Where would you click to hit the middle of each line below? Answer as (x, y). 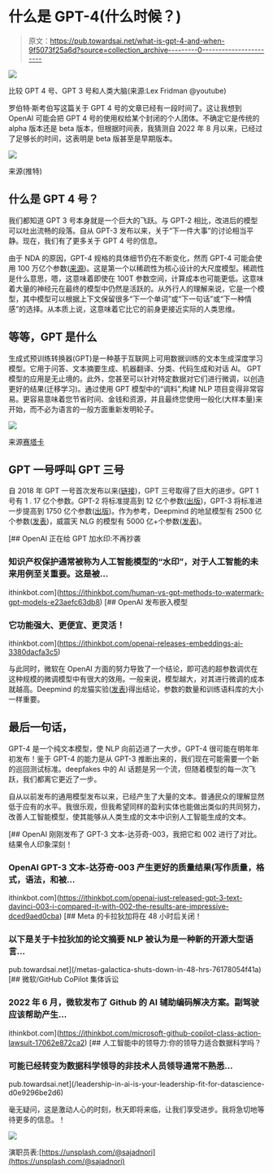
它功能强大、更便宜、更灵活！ (67, 625)
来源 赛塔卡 (26, 441)
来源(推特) (26, 171)
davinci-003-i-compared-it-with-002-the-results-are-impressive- (119, 907)
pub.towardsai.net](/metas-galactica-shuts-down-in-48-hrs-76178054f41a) (135, 970)
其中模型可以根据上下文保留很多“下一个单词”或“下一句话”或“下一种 (134, 299)
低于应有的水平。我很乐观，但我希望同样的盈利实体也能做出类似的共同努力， (136, 806)
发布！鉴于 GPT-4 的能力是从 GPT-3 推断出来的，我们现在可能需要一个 (133, 759)
